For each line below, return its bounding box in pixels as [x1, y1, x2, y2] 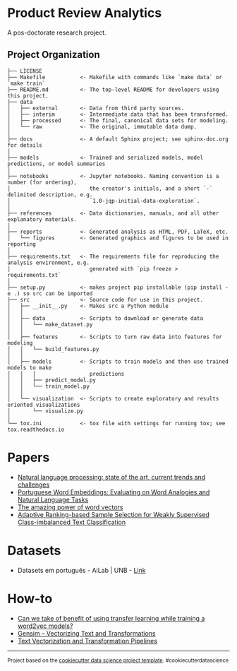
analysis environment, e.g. [7, 259, 90, 266]
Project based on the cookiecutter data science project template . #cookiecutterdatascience [7, 657, 229, 664]
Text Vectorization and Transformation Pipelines [17, 636, 157, 645]
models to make [7, 364, 52, 372]
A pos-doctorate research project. [7, 28, 107, 37]
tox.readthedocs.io [7, 426, 65, 433]
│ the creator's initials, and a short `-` [7, 185, 213, 192]
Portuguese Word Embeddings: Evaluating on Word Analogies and [17, 487, 210, 496]
